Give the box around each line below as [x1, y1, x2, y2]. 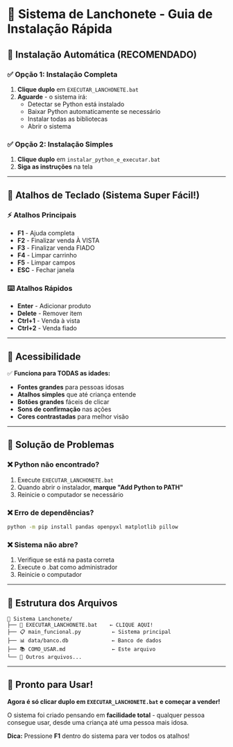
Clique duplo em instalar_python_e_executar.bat [17, 156, 161, 164]
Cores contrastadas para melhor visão [17, 412, 130, 421]
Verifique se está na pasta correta [17, 555, 114, 564]
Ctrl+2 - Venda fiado [17, 324, 78, 333]
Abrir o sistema [27, 121, 71, 131]
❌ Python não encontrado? [7, 460, 100, 469]
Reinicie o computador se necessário [17, 490, 123, 498]
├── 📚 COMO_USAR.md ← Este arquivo [7, 646, 156, 653]
